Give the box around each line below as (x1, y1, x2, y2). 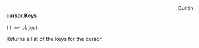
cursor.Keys (6, 12, 37, 19)
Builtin (178, 5, 194, 11)
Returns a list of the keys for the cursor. (6, 36, 103, 43)
